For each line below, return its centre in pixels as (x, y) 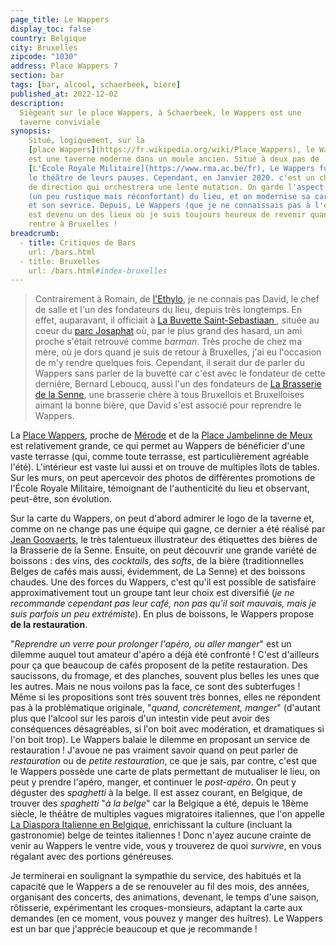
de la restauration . (49, 625)
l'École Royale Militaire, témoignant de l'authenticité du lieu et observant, (160, 488)
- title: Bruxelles (60, 261)
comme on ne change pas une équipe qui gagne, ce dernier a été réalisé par (168, 529)
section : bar (37, 76)
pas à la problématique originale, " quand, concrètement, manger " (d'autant (165, 708)
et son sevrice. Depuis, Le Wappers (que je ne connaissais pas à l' (176, 206)
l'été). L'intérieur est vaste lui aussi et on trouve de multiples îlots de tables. (165, 467)
